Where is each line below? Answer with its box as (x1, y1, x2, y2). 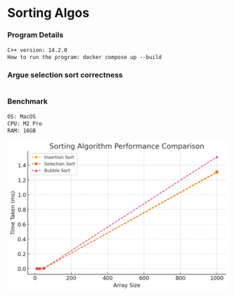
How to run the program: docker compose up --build (7, 54, 162, 61)
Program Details (7, 30, 64, 40)
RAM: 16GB (7, 127, 37, 134)
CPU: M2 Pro (7, 120, 42, 127)
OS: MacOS (7, 113, 37, 120)
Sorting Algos (7, 5, 90, 21)
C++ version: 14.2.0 (7, 47, 68, 54)
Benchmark (7, 96, 48, 106)
